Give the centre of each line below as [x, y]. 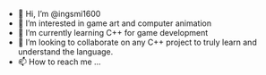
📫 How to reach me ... [59, 62]
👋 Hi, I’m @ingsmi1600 [59, 14]
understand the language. [65, 52]
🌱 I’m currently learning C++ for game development [113, 33]
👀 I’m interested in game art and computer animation [115, 23]
